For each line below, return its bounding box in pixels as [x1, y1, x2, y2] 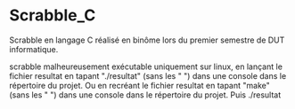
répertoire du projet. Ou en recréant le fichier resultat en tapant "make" [9, 80, 270, 90]
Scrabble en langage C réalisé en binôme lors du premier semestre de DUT [9, 35, 285, 45]
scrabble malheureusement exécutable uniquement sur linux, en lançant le [9, 61, 283, 72]
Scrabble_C [9, 5, 96, 26]
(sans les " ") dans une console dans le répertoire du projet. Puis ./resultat [9, 90, 282, 100]
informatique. [9, 43, 59, 54]
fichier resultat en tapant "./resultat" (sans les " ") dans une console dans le [9, 70, 287, 81]
